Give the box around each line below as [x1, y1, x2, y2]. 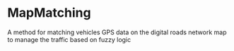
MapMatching [7, 5, 91, 21]
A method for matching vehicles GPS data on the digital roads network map [7, 28, 227, 36]
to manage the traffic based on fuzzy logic [7, 35, 131, 43]
